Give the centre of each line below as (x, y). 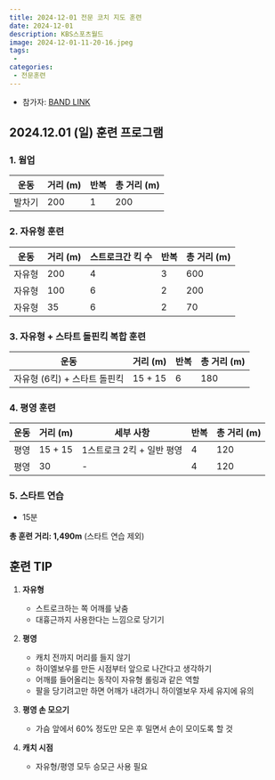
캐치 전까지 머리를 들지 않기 (83, 658)
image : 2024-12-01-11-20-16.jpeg (71, 42)
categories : (31, 68)
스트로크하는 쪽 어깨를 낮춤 (82, 609)
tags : (19, 51)
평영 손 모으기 (45, 710)
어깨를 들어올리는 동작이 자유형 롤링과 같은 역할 (117, 680)
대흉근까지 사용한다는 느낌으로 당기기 (100, 620)
